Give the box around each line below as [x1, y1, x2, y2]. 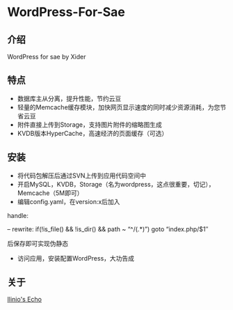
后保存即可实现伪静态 [7, 239, 68, 247]
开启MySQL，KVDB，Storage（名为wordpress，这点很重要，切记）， [17, 180, 215, 188]
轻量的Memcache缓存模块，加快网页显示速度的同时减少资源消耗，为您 [17, 102, 220, 111]
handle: [7, 211, 29, 219]
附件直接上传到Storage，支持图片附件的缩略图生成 [17, 120, 162, 129]
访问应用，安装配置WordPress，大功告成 [17, 254, 134, 262]
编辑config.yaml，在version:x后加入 [17, 197, 120, 206]
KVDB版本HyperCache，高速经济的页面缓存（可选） [17, 129, 168, 137]
